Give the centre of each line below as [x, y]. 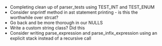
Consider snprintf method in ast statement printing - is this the [74, 12]
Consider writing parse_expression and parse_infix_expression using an [83, 33]
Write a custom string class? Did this [47, 28]
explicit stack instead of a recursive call [50, 38]
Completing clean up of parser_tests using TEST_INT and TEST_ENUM [82, 7]
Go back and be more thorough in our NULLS [56, 23]
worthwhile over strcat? [34, 17]
